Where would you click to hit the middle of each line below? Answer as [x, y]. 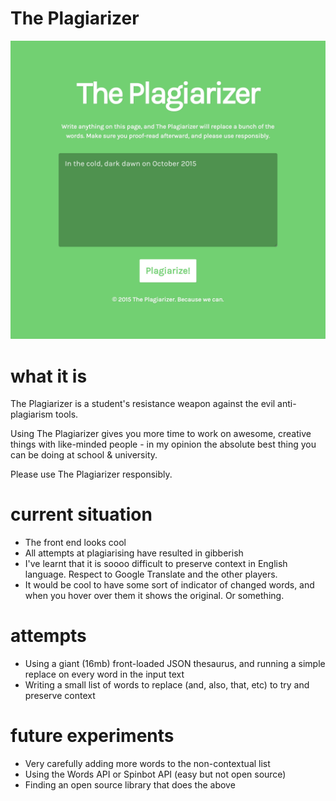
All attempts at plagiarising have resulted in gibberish [134, 553]
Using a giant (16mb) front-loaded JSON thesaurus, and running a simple [175, 664]
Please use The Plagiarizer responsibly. [91, 474]
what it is [49, 376]
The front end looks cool [75, 543]
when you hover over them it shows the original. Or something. [154, 596]
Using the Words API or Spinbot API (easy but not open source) [155, 774]
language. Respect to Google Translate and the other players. [151, 574]
